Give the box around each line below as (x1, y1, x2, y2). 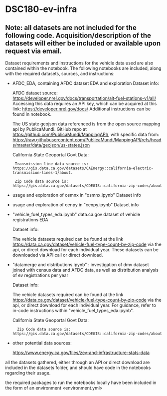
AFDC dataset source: (12, 90, 58, 96)
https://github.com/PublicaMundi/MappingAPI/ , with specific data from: (12, 131, 160, 137)
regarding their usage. (5, 370, 51, 376)
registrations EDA (12, 217, 48, 223)
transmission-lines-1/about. (12, 170, 73, 175)
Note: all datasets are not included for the (5, 23, 137, 32)
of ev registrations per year (12, 272, 69, 278)
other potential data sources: (12, 340, 72, 346)
